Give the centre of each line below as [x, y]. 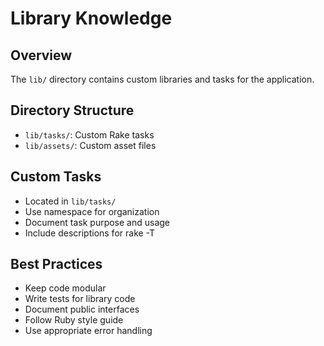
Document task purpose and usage [97, 222]
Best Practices [56, 264]
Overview [41, 55]
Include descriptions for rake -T [90, 233]
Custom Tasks [56, 177]
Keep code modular [65, 288]
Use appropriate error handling [88, 331]
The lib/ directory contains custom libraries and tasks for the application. [162, 79]
